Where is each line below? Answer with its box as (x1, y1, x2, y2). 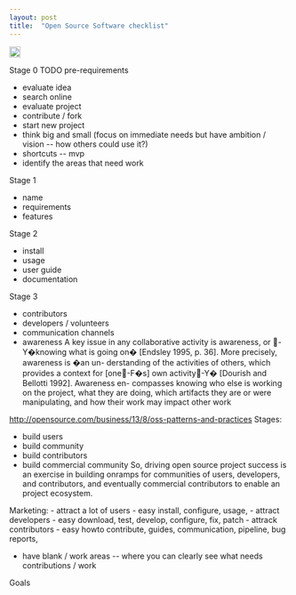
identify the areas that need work (21, 157, 144, 168)
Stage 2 (9, 228, 38, 238)
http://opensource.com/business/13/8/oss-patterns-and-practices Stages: (9, 414, 283, 424)
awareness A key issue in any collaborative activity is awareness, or (21, 336, 271, 347)
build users (21, 430, 64, 441)
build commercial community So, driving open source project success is (21, 459, 287, 470)
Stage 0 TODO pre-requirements (9, 64, 129, 76)
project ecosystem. (21, 487, 93, 498)
